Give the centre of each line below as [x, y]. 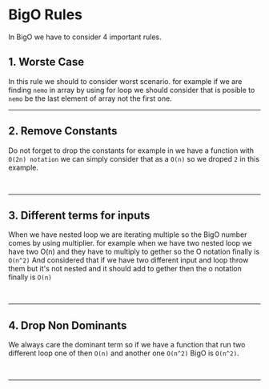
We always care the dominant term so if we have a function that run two [127, 345]
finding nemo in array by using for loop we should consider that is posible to [132, 90]
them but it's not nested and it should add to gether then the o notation [125, 269]
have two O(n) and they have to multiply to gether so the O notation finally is [134, 252]
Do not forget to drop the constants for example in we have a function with [131, 150]
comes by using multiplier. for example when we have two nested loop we [130, 243]
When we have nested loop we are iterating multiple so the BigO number [128, 235]
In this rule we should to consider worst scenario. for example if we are [125, 81]
